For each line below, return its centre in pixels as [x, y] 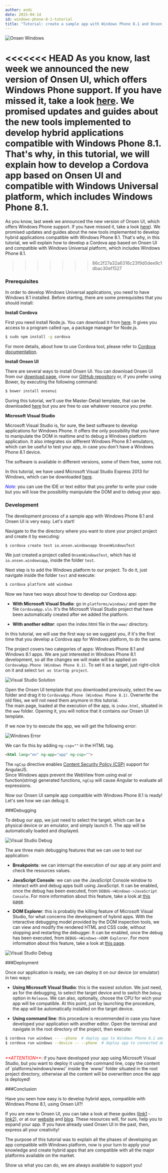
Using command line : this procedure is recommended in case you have [86, 1019]
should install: [19, 303]
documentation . [21, 352]
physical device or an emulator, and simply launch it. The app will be [75, 825]
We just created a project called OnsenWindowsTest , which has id [70, 555]
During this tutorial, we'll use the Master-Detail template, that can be [75, 401]
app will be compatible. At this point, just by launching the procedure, [84, 1003]
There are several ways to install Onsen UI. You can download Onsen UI [79, 371]
